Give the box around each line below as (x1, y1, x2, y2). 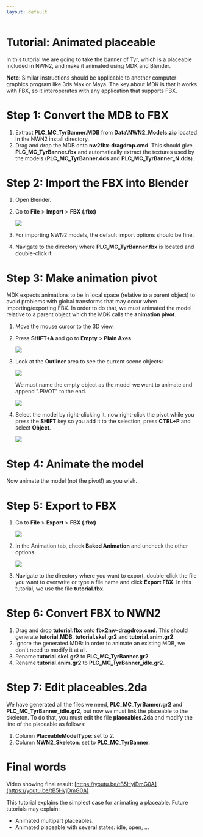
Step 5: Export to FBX (6, 499, 117, 513)
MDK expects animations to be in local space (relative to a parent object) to (6, 291, 196, 299)
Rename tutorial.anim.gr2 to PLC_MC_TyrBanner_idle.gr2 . (15, 659, 165, 667)
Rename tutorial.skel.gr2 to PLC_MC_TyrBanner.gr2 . (15, 653, 151, 660)
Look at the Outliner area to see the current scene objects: (15, 358, 163, 365)
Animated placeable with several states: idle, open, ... (15, 824, 149, 831)
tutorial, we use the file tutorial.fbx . (15, 585, 105, 592)
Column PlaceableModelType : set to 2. (15, 732, 115, 740)
